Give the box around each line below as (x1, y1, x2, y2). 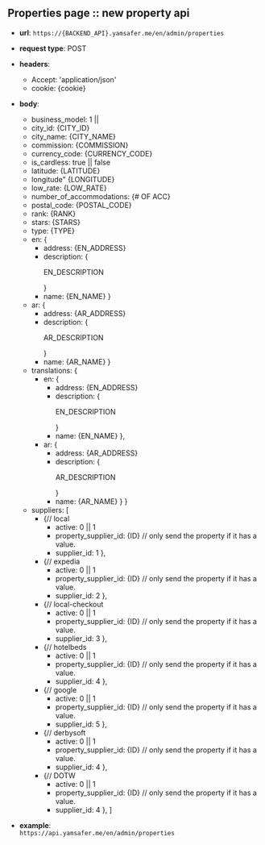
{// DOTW (43, 770, 76, 780)
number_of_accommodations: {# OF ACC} (31, 191, 171, 201)
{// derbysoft (43, 727, 86, 737)
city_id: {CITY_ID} (31, 123, 90, 132)
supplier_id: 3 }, (55, 633, 108, 643)
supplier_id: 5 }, (55, 719, 108, 729)
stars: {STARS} (31, 217, 81, 227)
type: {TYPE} (31, 226, 76, 235)
